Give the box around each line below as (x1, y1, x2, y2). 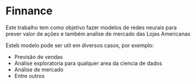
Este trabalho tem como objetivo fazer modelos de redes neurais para (5, 24, 177, 31)
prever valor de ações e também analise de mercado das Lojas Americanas (5, 30, 191, 37)
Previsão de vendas (14, 53, 63, 60)
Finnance (5, 4, 53, 18)
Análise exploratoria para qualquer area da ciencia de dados (14, 60, 163, 67)
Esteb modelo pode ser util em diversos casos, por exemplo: (5, 42, 154, 49)
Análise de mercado (14, 66, 64, 73)
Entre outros (14, 72, 45, 79)
